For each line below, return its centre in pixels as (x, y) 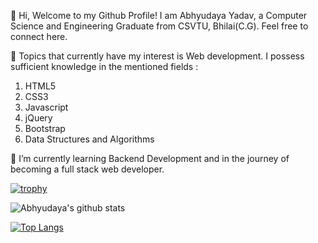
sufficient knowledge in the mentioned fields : (104, 66)
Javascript (46, 107)
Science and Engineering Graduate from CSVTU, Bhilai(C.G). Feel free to (159, 26)
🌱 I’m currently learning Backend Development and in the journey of (150, 158)
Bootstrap (45, 128)
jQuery (38, 118)
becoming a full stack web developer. (87, 169)
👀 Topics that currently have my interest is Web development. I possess (157, 56)
